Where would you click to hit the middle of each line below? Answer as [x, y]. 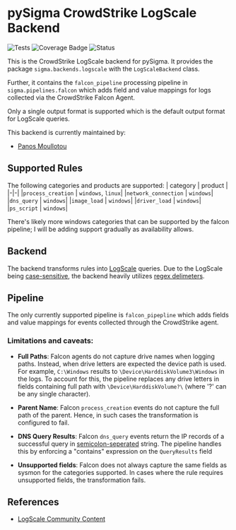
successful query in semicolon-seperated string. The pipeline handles [119, 444]
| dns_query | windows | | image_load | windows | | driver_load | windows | [104, 200]
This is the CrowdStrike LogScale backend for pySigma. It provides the [110, 61]
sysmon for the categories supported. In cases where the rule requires [120, 472]
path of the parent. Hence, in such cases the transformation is [108, 415]
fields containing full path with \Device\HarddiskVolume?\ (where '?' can [122, 386]
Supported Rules [45, 169]
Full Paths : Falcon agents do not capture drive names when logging [116, 356]
